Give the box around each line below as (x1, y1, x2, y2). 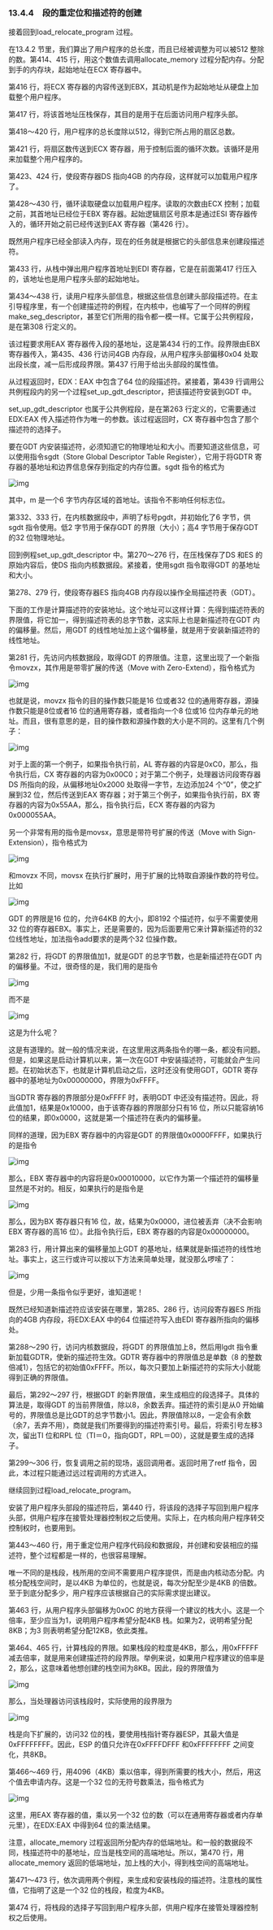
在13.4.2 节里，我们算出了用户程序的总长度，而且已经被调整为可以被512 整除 (8, 45, 265, 54)
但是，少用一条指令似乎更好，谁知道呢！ (8, 1287, 144, 1298)
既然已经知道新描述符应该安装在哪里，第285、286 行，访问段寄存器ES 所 (8, 1305, 254, 1315)
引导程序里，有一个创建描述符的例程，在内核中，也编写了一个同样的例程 (8, 302, 250, 311)
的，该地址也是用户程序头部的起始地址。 (8, 274, 144, 284)
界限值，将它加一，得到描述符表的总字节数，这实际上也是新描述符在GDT (8, 615, 252, 625)
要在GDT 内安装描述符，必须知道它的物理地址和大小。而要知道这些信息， (8, 441, 253, 452)
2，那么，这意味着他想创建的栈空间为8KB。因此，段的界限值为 (8, 1663, 219, 1673)
